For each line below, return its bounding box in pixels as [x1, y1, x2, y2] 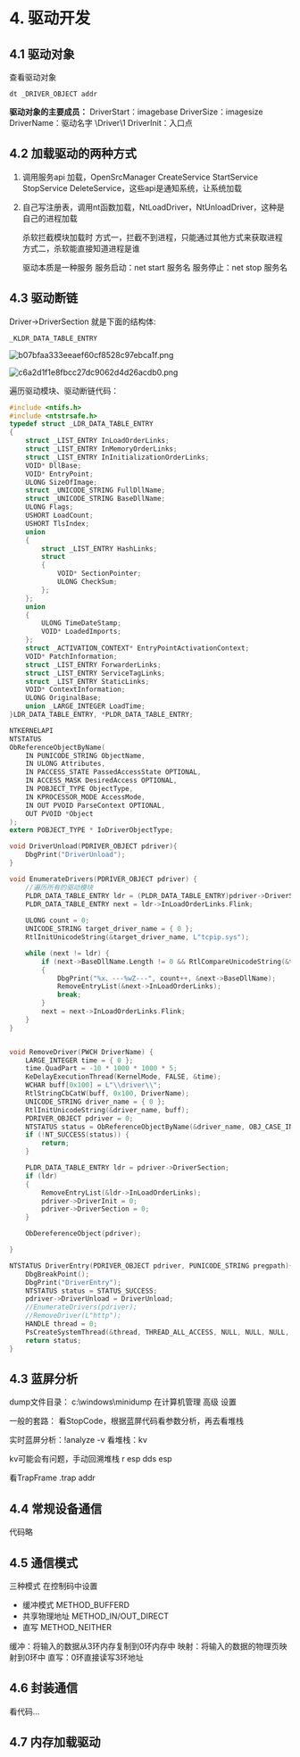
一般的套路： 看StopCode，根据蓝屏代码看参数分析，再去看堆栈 [9, 1416, 244, 1427]
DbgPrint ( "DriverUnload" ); [25, 850, 126, 860]
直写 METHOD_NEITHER [21, 1621, 112, 1632]
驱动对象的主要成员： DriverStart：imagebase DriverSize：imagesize [9, 106, 263, 117]
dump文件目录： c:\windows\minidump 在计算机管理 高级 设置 [9, 1396, 237, 1407]
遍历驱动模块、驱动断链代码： [9, 385, 119, 396]
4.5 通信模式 [9, 1555, 79, 1570]
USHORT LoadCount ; [25, 511, 94, 520]
